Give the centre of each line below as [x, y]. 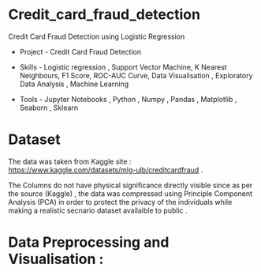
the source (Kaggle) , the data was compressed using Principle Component [130, 193]
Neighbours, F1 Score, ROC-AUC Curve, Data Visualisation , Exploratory [136, 75]
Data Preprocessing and [89, 242]
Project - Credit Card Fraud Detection [80, 51]
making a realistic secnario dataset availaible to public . [98, 210]
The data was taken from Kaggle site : [70, 161]
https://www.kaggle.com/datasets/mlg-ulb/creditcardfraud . [106, 170]
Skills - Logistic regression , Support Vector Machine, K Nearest [123, 67]
